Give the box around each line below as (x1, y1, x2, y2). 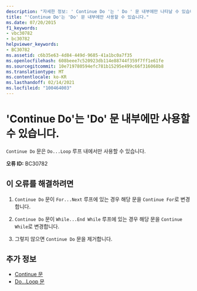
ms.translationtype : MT (6, 69, 64, 75)
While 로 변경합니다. (14, 223, 60, 230)
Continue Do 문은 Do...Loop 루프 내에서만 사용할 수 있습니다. (6, 148, 146, 155)
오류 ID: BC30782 (6, 160, 48, 167)
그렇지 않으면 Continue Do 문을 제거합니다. (14, 235, 113, 242)
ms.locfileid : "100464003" (6, 85, 72, 91)
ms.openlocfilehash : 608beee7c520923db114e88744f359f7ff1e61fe (6, 58, 164, 63)
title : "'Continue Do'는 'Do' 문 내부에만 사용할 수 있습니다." (6, 14, 150, 20)
